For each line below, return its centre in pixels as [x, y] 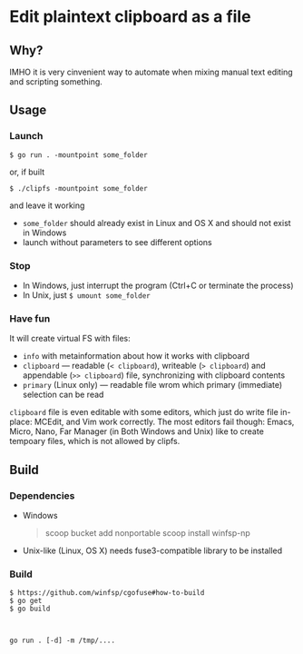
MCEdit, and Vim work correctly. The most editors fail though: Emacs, [164, 422]
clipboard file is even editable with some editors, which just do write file [144, 412]
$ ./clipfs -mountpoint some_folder [78, 188]
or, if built [27, 172]
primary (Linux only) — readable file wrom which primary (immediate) [152, 385]
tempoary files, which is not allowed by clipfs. [95, 441]
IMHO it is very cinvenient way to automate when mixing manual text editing [151, 72]
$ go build [30, 609]
